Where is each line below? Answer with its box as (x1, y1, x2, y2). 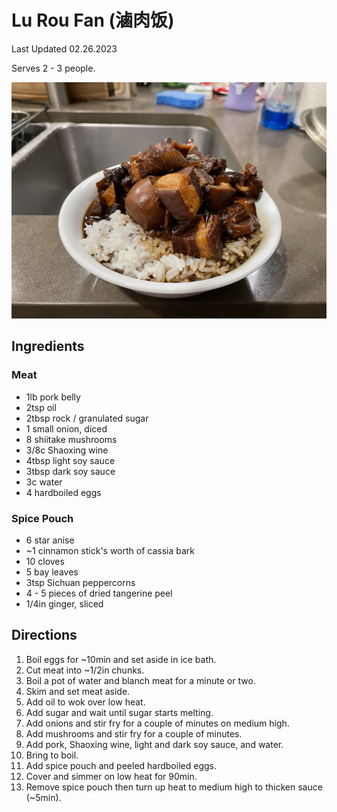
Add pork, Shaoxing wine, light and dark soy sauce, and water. (25, 738, 284, 750)
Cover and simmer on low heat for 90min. (25, 770, 198, 782)
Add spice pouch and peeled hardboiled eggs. (25, 759, 217, 771)
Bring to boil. (25, 749, 79, 761)
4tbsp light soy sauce (25, 454, 116, 466)
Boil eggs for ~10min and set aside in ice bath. (25, 653, 217, 665)
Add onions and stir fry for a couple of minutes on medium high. (25, 717, 290, 729)
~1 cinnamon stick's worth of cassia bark (25, 544, 196, 556)
